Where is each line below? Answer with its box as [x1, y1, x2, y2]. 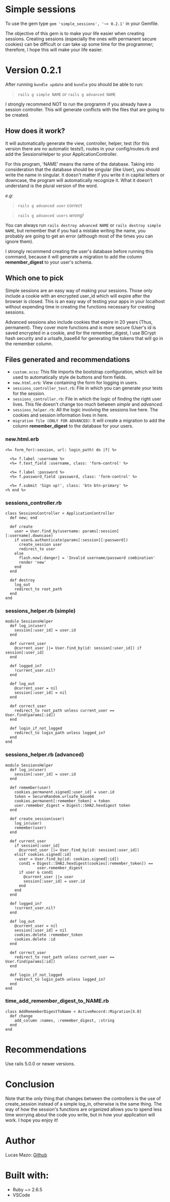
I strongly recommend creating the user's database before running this [5, 248, 153, 254]
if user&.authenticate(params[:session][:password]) [14, 537, 128, 542]
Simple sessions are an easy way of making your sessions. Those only [5, 287, 153, 294]
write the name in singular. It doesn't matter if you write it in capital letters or [5, 172, 165, 178]
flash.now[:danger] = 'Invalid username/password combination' [18, 555, 156, 560]
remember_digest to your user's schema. [5, 259, 93, 265]
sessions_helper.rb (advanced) [5, 751, 84, 758]
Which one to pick [5, 274, 64, 282]
